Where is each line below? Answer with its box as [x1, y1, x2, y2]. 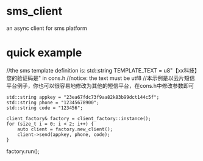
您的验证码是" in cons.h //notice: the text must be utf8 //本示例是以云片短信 [6, 74, 195, 82]
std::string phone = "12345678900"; [6, 99, 99, 106]
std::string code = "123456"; [6, 105, 84, 111]
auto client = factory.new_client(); [17, 126, 113, 132]
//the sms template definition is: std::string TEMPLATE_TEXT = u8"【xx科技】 [6, 66, 198, 74]
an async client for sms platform [6, 24, 87, 32]
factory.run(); [6, 148, 40, 155]
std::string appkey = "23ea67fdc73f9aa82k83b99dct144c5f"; [6, 94, 160, 100]
